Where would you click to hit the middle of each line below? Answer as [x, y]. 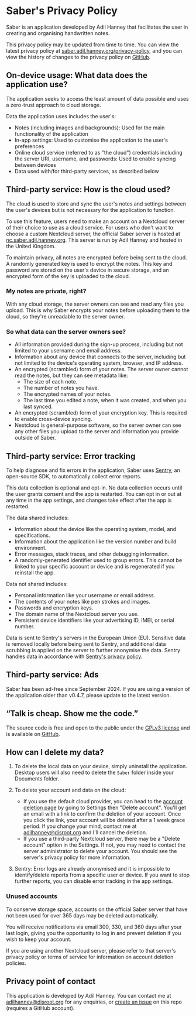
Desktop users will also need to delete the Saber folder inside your [94, 773]
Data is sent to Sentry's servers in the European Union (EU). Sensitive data [96, 638]
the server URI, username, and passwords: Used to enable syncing [95, 159]
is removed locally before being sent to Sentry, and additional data [86, 644]
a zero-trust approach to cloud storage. [54, 105]
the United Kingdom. [31, 246]
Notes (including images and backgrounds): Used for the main [90, 128]
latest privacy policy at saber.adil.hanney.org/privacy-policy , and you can [94, 50]
